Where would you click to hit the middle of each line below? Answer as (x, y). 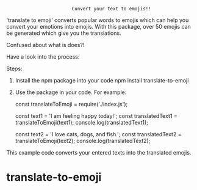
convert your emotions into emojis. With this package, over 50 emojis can (99, 27)
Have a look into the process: (43, 57)
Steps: (14, 68)
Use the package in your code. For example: (71, 92)
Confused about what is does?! (45, 45)
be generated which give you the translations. (64, 33)
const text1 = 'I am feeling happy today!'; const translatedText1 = (96, 116)
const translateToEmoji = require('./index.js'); (71, 104)
